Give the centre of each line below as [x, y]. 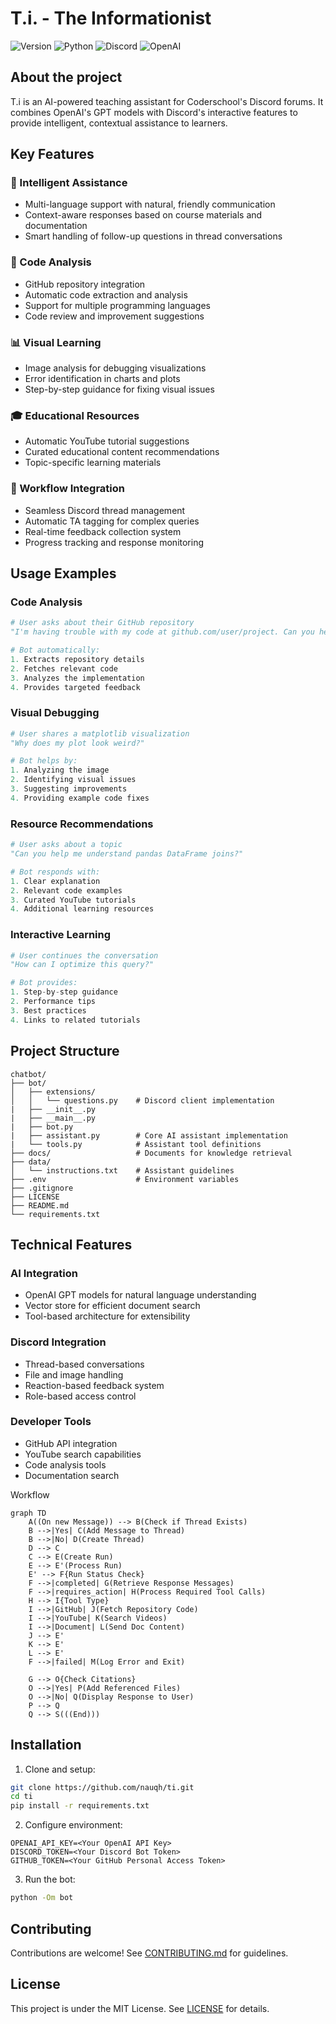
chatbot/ [28, 1074]
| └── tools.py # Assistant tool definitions [136, 1144]
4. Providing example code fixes [80, 798]
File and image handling [74, 1374]
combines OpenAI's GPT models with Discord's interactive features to [154, 112]
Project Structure [65, 1051]
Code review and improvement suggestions [114, 316]
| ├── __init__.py [53, 1109]
